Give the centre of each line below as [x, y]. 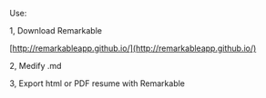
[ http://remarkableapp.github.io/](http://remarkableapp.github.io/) [133, 48]
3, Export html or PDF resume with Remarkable [97, 83]
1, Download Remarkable [56, 30]
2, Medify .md [36, 66]
